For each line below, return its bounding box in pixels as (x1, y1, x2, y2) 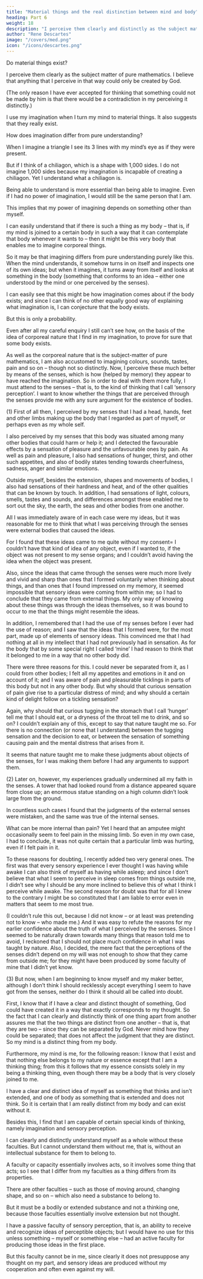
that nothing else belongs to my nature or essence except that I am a (6, 1056, 177, 1063)
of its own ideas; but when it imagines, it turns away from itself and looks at (6, 266, 195, 273)
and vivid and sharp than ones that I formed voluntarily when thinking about (6, 575, 195, 583)
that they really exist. (6, 120, 59, 127)
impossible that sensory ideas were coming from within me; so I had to (6, 588, 182, 596)
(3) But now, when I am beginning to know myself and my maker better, (6, 975, 184, 982)
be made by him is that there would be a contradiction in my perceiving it (6, 95, 188, 103)
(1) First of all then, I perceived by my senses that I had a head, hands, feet (6, 408, 192, 415)
